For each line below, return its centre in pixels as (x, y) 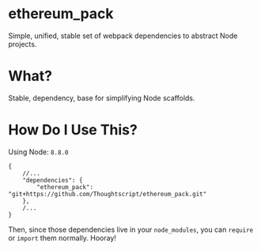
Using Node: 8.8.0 (38, 152)
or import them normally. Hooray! (62, 237)
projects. (23, 44)
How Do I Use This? (73, 130)
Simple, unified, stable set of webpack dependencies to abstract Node (123, 36)
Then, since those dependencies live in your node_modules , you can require (131, 229)
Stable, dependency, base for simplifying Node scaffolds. (102, 98)
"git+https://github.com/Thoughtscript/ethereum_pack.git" (108, 194)
